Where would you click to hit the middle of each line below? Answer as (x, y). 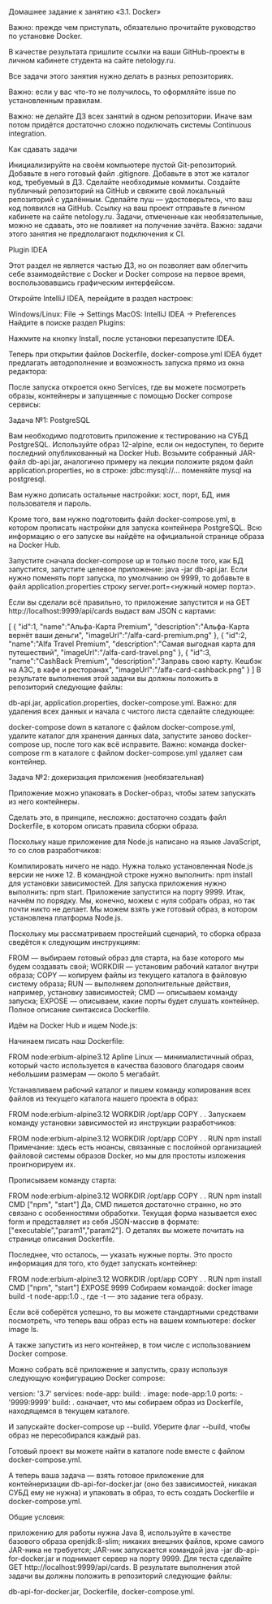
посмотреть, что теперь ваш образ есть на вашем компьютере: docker (132, 1321)
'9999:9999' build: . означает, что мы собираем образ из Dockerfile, (126, 1402)
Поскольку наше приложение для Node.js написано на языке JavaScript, (135, 842)
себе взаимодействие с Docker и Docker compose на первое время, (127, 274)
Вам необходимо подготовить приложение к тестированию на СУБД (128, 436)
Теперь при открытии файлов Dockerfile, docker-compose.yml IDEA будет (135, 354)
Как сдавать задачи (43, 149)
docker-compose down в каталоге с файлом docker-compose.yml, (122, 727)
